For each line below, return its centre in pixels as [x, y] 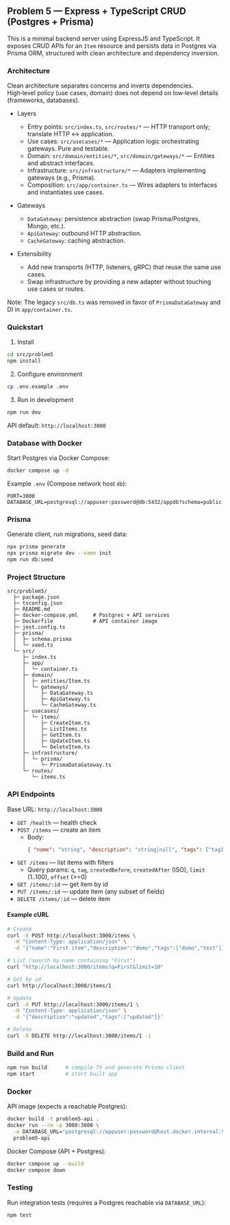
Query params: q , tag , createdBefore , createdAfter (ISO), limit [116, 870]
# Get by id [24, 979]
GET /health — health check [57, 822]
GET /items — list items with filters [65, 863]
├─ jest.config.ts [40, 627]
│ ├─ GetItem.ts [51, 735]
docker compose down [37, 1170]
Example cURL [28, 915]
